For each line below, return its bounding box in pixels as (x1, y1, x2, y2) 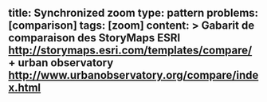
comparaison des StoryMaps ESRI (8, 31, 181, 45)
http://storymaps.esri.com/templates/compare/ (8, 44, 253, 57)
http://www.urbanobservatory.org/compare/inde (8, 69, 259, 82)
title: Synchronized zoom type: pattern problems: (8, 6, 259, 20)
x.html (8, 81, 41, 95)
